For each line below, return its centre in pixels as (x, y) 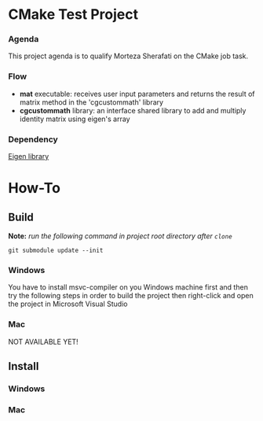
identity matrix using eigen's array (75, 119)
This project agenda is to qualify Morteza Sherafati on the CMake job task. (128, 56)
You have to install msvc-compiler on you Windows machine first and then (128, 287)
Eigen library (29, 157)
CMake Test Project (73, 15)
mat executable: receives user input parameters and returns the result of (137, 94)
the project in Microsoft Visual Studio (68, 304)
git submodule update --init (56, 251)
